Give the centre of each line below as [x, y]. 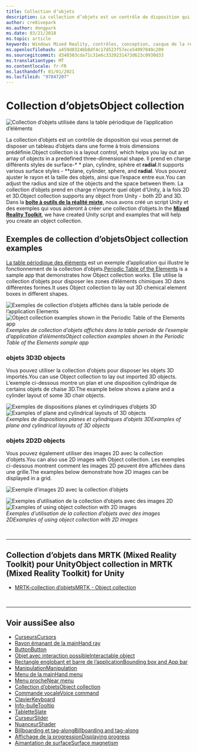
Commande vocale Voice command [57, 693]
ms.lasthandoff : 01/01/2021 [40, 72]
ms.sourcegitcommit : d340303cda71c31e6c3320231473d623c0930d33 [85, 55]
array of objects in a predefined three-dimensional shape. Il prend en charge [98, 158]
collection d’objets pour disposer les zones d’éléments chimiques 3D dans [96, 281]
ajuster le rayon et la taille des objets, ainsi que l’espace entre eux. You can [96, 177]
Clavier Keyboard [35, 699]
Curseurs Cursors [35, 637]
